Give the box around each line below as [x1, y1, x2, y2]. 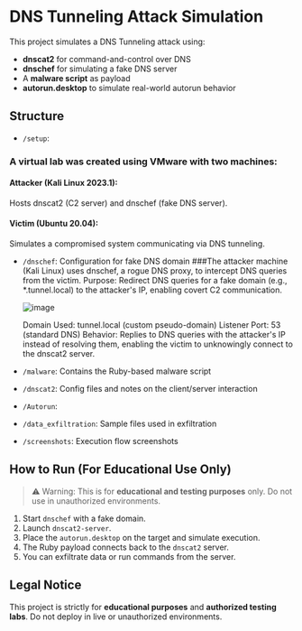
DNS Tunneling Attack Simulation [9, 6, 264, 27]
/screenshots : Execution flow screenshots [22, 436, 178, 447]
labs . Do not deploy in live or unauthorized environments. [9, 611, 223, 622]
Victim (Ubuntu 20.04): [9, 218, 99, 229]
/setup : [22, 133, 50, 144]
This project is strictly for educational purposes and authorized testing [9, 601, 277, 612]
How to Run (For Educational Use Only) [9, 462, 232, 478]
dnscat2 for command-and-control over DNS [22, 53, 191, 64]
